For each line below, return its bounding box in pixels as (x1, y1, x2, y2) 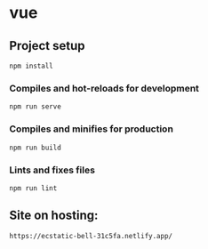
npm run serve (9, 102, 62, 111)
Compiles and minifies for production (9, 123, 173, 135)
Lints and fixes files (9, 164, 96, 176)
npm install (9, 61, 53, 70)
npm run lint (9, 183, 58, 193)
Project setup (9, 38, 86, 53)
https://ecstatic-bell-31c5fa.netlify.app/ (9, 231, 173, 240)
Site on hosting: (9, 208, 99, 223)
